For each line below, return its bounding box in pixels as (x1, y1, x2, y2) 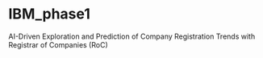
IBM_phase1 (8, 5, 91, 23)
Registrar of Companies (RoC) (8, 39, 109, 49)
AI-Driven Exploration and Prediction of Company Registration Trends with (8, 31, 256, 41)
